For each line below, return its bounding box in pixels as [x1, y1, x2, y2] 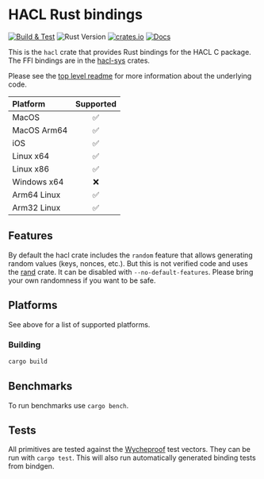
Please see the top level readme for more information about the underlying [8, 71, 252, 80]
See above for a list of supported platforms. [8, 319, 151, 329]
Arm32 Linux [12, 202, 61, 213]
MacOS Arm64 [12, 125, 68, 136]
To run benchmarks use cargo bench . [8, 400, 129, 410]
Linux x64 [12, 150, 50, 161]
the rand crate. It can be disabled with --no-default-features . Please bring [8, 267, 254, 276]
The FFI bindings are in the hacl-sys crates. [8, 56, 151, 65]
